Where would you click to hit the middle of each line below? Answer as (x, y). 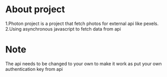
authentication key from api (34, 69)
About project (35, 9)
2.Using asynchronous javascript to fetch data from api (63, 29)
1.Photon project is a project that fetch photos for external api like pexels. (82, 23)
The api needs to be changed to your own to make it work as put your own (83, 63)
